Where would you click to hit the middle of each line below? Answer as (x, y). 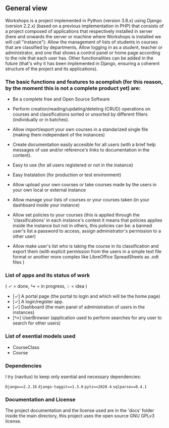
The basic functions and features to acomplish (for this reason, (84, 82)
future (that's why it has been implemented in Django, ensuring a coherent (82, 63)
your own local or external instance (49, 190)
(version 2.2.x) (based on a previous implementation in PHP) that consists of (84, 26)
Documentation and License (40, 399)
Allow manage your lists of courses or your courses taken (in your (81, 200)
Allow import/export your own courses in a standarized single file (80, 129)
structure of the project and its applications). (51, 69)
